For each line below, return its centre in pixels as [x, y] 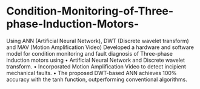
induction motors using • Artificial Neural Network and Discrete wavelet [96, 60]
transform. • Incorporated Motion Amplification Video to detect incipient [96, 66]
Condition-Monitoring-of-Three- [90, 11]
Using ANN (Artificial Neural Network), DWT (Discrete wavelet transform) [98, 41]
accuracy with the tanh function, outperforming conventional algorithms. [97, 79]
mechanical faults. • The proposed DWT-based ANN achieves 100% [92, 73]
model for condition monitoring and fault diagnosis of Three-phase [89, 53]
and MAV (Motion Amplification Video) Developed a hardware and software [100, 47]
